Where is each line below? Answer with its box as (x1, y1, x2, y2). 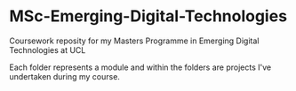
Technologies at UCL (9, 44, 86, 55)
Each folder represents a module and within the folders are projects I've (9, 62, 272, 72)
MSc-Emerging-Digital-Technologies (9, 6, 287, 27)
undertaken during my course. (9, 71, 120, 81)
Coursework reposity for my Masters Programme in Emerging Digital (9, 35, 260, 46)
